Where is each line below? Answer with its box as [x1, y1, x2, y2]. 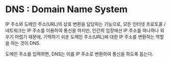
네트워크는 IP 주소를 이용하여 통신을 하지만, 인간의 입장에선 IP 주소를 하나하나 [5, 27, 159, 34]
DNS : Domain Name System [5, 4, 128, 15]
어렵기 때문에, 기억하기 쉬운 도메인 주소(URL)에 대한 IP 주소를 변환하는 [14, 34, 155, 40]
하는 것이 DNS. [10, 40, 41, 46]
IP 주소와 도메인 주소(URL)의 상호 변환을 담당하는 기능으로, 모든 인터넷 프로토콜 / [5, 21, 166, 27]
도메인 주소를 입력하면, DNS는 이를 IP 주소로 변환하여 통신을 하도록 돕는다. [5, 51, 154, 57]
